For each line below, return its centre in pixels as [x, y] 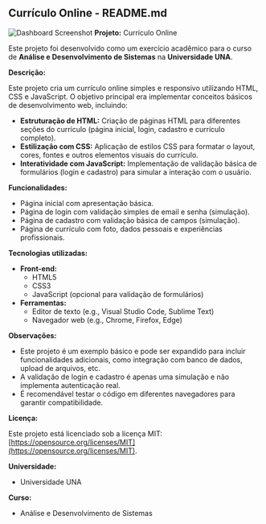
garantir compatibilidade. [61, 402]
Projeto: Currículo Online [136, 32]
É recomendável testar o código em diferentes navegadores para [127, 394]
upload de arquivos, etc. [60, 368]
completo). [38, 138]
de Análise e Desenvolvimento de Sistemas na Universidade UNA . [121, 56]
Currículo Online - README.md [88, 13]
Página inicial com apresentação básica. [87, 203]
